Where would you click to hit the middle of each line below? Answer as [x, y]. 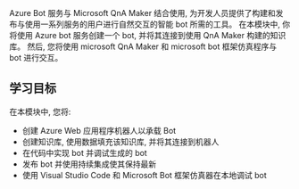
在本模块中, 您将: [40, 111]
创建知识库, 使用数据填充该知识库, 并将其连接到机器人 [120, 142]
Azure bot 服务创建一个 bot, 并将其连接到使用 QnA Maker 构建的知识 [160, 35]
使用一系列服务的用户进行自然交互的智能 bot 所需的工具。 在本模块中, [153, 24]
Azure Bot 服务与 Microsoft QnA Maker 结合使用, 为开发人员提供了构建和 [143, 13]
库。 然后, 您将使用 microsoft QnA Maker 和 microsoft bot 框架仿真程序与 [143, 46]
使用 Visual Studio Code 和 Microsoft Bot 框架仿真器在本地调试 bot [145, 175]
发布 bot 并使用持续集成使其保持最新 [89, 164]
